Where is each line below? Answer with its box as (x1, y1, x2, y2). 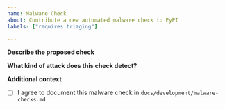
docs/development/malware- (140, 90, 219, 97)
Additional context (7, 75, 62, 83)
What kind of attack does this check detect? (7, 62, 137, 70)
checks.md (17, 97, 47, 103)
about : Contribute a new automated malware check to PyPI (7, 17, 178, 24)
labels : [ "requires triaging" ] (7, 23, 98, 30)
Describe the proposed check (7, 48, 95, 56)
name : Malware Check (7, 10, 67, 17)
